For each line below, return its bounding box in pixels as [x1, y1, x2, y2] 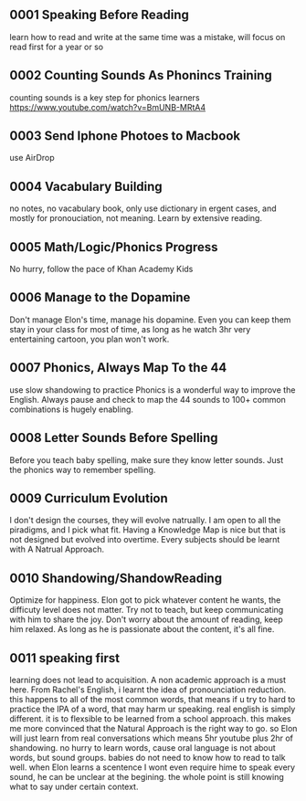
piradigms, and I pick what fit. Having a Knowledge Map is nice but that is [9, 524, 286, 535]
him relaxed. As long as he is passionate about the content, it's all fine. [9, 624, 275, 635]
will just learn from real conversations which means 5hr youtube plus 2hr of [9, 732, 294, 743]
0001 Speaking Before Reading [9, 7, 190, 23]
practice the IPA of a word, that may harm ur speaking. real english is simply [9, 703, 296, 714]
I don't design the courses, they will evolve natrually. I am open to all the [9, 515, 281, 526]
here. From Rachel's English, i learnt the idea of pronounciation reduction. [9, 684, 287, 695]
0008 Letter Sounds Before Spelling [9, 430, 218, 446]
